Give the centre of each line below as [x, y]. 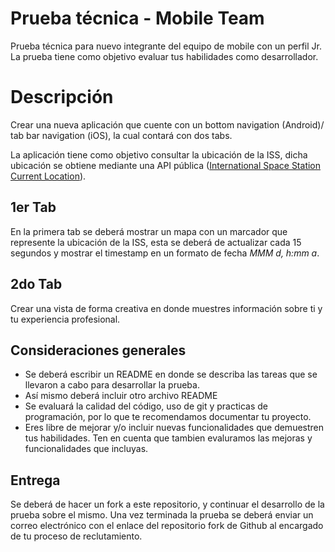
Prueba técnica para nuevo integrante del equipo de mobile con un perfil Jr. [166, 46]
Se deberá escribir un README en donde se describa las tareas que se [171, 374]
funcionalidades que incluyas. [86, 449]
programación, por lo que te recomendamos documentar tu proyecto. [168, 417]
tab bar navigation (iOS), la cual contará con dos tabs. [121, 135]
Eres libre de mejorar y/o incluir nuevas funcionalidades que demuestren [174, 428]
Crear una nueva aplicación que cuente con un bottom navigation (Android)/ [167, 124]
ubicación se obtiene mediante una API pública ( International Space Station [166, 165]
